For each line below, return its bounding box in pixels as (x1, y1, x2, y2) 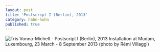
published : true (5, 21, 40, 27)
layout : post (5, 7, 33, 13)
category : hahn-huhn (5, 17, 50, 22)
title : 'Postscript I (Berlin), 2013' (5, 12, 88, 17)
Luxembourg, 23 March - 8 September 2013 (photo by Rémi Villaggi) (5, 41, 149, 47)
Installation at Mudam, (108, 36, 156, 42)
